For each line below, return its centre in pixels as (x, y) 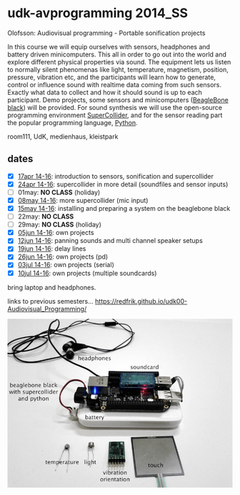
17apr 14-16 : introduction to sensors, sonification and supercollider (116, 176)
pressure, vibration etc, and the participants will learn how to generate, (112, 77)
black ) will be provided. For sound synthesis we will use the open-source (115, 107)
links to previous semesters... (51, 301)
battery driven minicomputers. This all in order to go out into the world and (117, 54)
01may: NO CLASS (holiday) (59, 192)
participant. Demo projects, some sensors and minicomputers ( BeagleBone (118, 100)
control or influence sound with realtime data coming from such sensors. (114, 84)
